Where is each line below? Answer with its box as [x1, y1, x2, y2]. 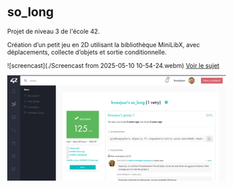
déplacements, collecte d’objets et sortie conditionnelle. [7, 48, 167, 56]
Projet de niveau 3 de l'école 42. [7, 27, 101, 35]
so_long [7, 4, 54, 20]
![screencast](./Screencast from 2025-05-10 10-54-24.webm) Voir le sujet [7, 61, 220, 69]
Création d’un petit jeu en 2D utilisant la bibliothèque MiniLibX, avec [7, 40, 200, 49]
